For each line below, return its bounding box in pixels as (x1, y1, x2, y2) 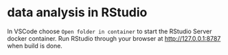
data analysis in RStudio (7, 5, 148, 20)
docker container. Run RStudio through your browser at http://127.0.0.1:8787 (7, 34, 221, 42)
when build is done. (7, 41, 63, 50)
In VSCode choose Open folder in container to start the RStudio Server (7, 27, 212, 35)
